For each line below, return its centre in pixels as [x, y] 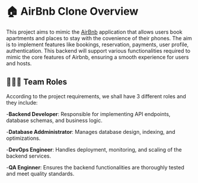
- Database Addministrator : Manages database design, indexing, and [91, 131]
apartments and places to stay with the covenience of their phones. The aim [99, 38]
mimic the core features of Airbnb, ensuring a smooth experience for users [98, 57]
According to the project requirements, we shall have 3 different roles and [96, 96]
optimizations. [23, 138]
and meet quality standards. [40, 174]
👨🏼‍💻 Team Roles [37, 82]
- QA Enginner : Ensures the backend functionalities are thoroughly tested [95, 167]
